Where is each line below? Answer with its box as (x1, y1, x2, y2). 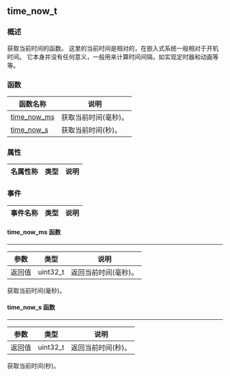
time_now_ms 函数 (7, 228, 62, 237)
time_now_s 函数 (7, 304, 56, 312)
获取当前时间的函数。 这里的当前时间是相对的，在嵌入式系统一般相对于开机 (7, 44, 219, 52)
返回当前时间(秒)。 (71, 343, 131, 352)
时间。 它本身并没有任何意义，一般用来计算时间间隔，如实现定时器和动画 (7, 53, 213, 61)
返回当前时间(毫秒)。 (71, 267, 138, 277)
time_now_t (7, 5, 57, 17)
